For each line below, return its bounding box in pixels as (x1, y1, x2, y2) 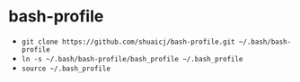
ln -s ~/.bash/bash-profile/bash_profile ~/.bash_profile (21, 54, 243, 63)
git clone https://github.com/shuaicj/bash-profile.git (21, 37, 235, 46)
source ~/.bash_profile (21, 64, 111, 73)
